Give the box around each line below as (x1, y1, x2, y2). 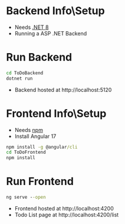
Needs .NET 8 (14, 24, 49, 31)
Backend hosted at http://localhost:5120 (14, 86, 112, 93)
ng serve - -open (6, 195, 46, 200)
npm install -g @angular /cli (6, 144, 78, 150)
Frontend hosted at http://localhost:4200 (14, 205, 114, 212)
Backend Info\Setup (6, 4, 105, 18)
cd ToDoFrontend (6, 149, 46, 156)
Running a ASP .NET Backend (14, 29, 87, 37)
